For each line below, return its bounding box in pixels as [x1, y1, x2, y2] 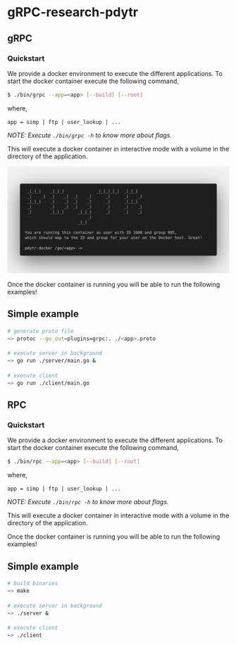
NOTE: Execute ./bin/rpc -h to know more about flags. [7, 498, 169, 506]
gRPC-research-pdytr [7, 4, 139, 20]
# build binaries [7, 580, 58, 587]
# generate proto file [7, 327, 74, 334]
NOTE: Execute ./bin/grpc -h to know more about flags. [7, 131, 173, 139]
